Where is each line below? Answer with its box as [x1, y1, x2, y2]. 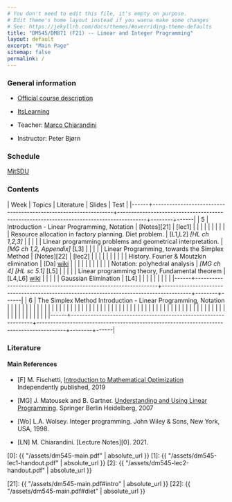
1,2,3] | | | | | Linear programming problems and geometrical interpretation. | [7, 237, 223, 245]
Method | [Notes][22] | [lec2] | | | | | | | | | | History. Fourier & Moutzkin [7, 252, 206, 260]
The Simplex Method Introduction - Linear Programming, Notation [37, 296, 225, 304]
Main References [7, 360, 57, 368]
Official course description [17, 94, 93, 103]
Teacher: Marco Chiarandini [17, 121, 97, 129]
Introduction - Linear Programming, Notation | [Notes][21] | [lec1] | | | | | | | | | [7, 223, 225, 231]
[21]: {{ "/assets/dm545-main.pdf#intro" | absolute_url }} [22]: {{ [7, 479, 191, 487]
